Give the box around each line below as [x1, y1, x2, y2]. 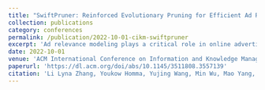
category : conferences [8, 26, 83, 34]
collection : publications [8, 19, 93, 27]
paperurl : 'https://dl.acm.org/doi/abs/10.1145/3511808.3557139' [8, 63, 227, 70]
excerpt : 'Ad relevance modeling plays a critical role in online [8, 41, 231, 49]
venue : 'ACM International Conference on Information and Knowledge [8, 56, 238, 63]
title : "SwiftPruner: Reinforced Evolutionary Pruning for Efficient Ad [8, 11, 252, 20]
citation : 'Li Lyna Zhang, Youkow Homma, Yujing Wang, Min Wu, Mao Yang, [8, 70, 256, 77]
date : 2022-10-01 [8, 48, 65, 56]
